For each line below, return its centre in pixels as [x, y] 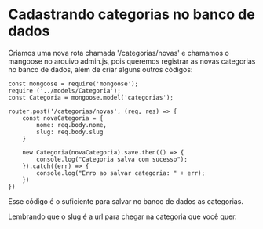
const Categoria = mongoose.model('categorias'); [91, 97]
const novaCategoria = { [63, 118]
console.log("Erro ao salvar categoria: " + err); [121, 173]
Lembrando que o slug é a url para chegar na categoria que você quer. [122, 216]
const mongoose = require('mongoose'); [73, 84]
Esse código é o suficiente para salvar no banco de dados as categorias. [126, 201]
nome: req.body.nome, [72, 125]
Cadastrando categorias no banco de [131, 15]
